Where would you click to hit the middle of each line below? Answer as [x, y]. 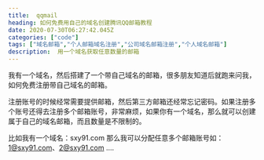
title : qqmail [33, 15]
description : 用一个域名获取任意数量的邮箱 [74, 52]
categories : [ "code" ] [44, 37]
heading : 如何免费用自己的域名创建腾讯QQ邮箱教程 [80, 23]
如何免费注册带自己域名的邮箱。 [60, 85]
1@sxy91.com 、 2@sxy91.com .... [61, 147]
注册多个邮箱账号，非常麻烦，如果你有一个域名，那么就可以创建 [152, 111]
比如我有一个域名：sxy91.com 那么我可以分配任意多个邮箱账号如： [116, 138]
